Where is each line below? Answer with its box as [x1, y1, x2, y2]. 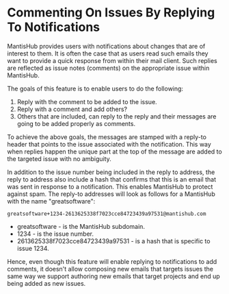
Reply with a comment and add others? [16, 105, 128, 113]
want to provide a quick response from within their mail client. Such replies [7, 56, 217, 64]
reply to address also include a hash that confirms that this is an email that [7, 175, 217, 183]
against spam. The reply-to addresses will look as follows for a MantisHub [7, 190, 215, 198]
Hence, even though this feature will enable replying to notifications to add [7, 257, 217, 265]
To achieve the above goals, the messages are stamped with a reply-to [7, 132, 207, 141]
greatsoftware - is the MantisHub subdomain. [16, 222, 146, 230]
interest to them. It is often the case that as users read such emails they [7, 49, 208, 58]
